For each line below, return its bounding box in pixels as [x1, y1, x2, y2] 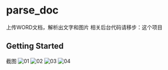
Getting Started [6, 41, 64, 51]
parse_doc [6, 4, 59, 17]
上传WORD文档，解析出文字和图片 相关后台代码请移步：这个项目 [6, 24, 163, 31]
